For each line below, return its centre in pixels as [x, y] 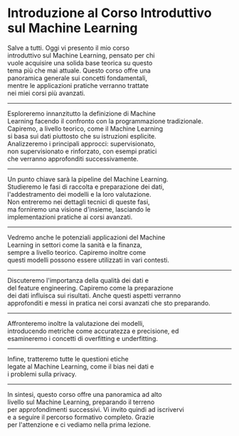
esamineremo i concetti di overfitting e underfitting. [83, 338]
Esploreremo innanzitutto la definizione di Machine [82, 113]
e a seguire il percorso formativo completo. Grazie [81, 417]
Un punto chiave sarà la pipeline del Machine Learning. [88, 179]
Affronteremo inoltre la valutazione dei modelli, [76, 323]
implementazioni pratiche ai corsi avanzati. [70, 217]
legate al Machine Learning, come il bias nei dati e [81, 366]
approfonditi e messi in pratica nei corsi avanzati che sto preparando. [109, 303]
